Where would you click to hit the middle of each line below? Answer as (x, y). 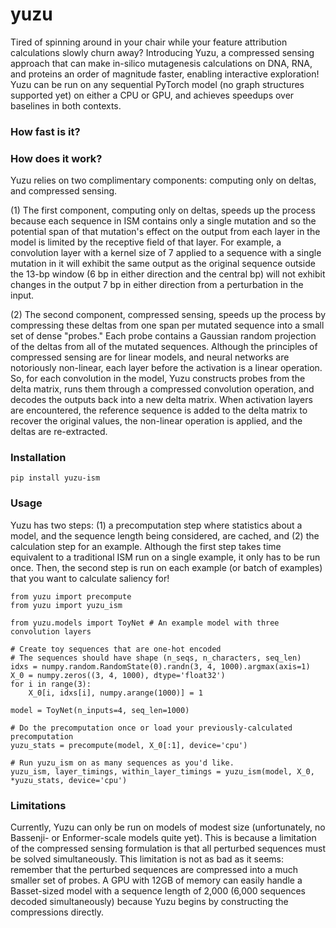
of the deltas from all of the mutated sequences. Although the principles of (164, 347)
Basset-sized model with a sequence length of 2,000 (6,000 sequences (158, 891)
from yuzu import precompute (71, 596)
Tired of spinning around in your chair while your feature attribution (149, 42)
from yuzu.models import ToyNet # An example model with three (145, 623)
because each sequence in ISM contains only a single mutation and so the (163, 221)
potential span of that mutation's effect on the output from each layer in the (165, 232)
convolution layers (51, 631)
